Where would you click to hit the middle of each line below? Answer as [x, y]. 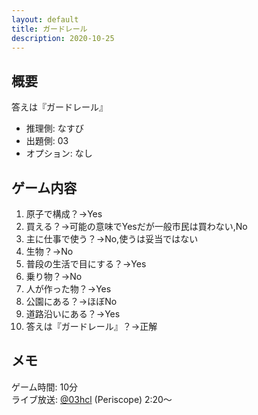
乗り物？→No [54, 276]
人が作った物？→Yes [68, 289]
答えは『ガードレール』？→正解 [91, 326]
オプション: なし [59, 153]
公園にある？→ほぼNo [71, 301]
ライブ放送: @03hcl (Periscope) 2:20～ [92, 399]
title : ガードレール [49, 29]
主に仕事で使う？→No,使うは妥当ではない [112, 239]
